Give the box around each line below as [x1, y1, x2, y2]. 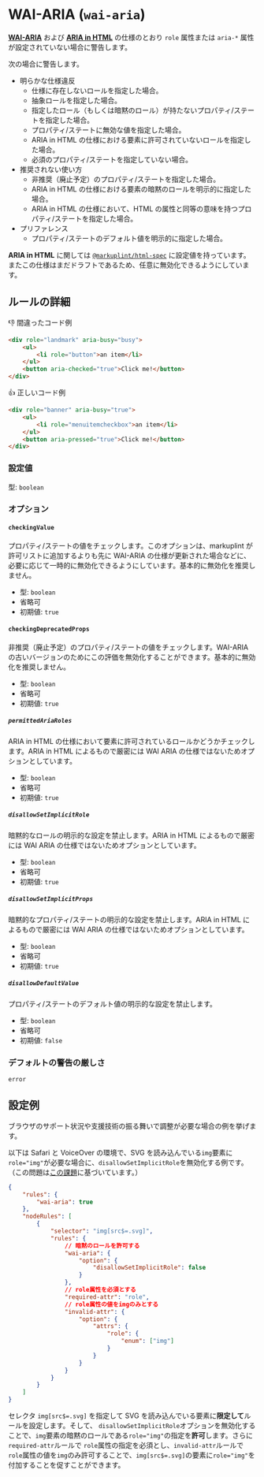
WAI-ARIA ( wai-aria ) [8, 6, 146, 24]
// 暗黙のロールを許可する [64, 1241, 140, 1250]
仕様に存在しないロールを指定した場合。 [31, 85, 163, 95]
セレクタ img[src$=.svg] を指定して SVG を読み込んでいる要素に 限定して [8, 1411, 244, 1420]
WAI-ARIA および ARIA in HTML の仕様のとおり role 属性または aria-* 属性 [8, 32, 255, 42]
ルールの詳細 [8, 296, 71, 309]
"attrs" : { [92, 1323, 128, 1330]
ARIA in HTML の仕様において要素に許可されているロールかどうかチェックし [8, 736, 255, 746]
